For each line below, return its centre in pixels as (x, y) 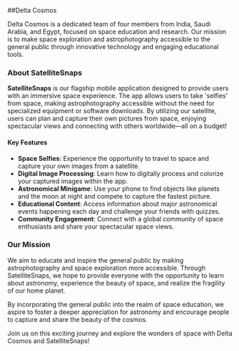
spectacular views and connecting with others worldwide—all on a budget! (117, 126)
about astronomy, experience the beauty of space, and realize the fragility (116, 283)
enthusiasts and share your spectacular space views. (96, 226)
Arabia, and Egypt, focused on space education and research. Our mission (117, 32)
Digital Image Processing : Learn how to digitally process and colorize (121, 173)
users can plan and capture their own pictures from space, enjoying (107, 119)
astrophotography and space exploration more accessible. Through (106, 268)
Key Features (27, 142)
